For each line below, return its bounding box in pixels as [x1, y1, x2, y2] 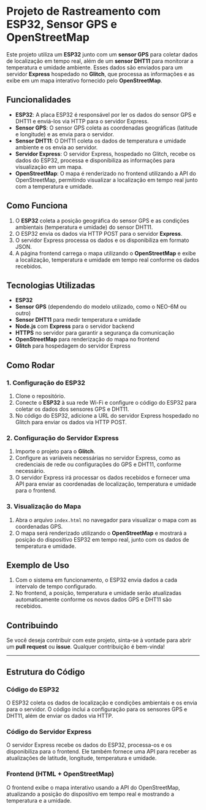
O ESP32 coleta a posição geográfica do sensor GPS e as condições [15, 217, 189, 224]
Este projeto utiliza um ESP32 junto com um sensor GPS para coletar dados [6, 50, 198, 58]
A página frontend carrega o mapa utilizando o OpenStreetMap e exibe [15, 249, 196, 257]
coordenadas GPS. [15, 523, 63, 530]
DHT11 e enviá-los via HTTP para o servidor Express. [15, 117, 149, 125]
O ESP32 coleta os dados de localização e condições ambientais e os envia [6, 699, 197, 706]
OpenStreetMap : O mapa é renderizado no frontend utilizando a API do [15, 169, 196, 177]
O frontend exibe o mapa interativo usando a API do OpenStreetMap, [6, 784, 180, 791]
